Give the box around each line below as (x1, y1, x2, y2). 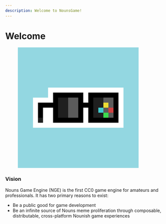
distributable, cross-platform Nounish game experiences (12, 212, 130, 218)
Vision (5, 176, 22, 183)
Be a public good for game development (12, 202, 96, 208)
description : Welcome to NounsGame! (5, 8, 82, 13)
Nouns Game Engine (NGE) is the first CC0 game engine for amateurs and (5, 187, 158, 193)
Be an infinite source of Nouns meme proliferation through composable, (12, 207, 161, 213)
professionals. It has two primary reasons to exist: (5, 192, 109, 198)
